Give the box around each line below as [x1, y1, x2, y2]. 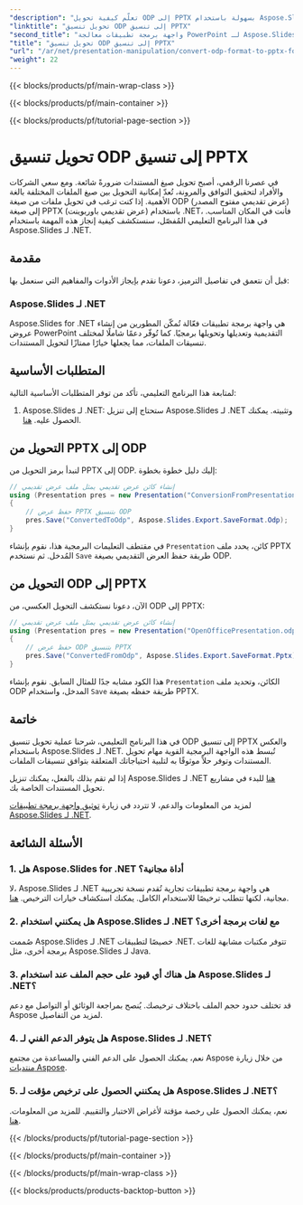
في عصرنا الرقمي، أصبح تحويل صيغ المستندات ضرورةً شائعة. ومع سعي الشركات [9, 176, 279, 187]
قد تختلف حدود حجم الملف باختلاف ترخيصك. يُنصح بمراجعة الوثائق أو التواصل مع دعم [9, 1000, 291, 1011]
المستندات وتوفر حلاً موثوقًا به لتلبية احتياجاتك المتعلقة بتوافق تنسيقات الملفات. [9, 755, 272, 766]
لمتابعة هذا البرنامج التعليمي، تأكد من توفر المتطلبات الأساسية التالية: [9, 387, 237, 398]
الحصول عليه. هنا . [22, 414, 82, 425]
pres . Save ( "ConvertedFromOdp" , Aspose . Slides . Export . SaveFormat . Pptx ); [25, 652, 300, 661]
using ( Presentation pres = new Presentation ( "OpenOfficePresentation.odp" [9, 626, 300, 635]
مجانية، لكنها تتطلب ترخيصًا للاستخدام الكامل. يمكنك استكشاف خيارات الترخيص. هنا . [9, 892, 289, 904]
